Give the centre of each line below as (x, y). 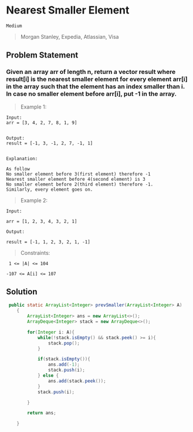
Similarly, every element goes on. (50, 189)
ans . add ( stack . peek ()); (77, 381)
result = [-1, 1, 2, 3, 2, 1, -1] (48, 242)
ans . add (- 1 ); (64, 365)
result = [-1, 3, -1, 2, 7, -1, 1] (50, 143)
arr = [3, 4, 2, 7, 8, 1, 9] (42, 123)
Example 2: (34, 200)
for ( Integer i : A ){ (51, 332)
